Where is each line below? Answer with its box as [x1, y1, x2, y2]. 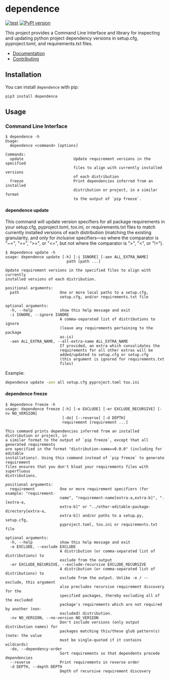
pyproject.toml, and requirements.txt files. [5, 40, 93, 46]
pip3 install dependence [5, 93, 58, 99]
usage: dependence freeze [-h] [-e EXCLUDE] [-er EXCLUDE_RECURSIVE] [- [5, 406, 162, 411]
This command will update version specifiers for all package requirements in [5, 218, 165, 224]
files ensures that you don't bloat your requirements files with [5, 464, 149, 469]
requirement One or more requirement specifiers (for [10, 486, 149, 492]
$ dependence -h [5, 134, 40, 140]
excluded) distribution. [59, 610, 113, 616]
